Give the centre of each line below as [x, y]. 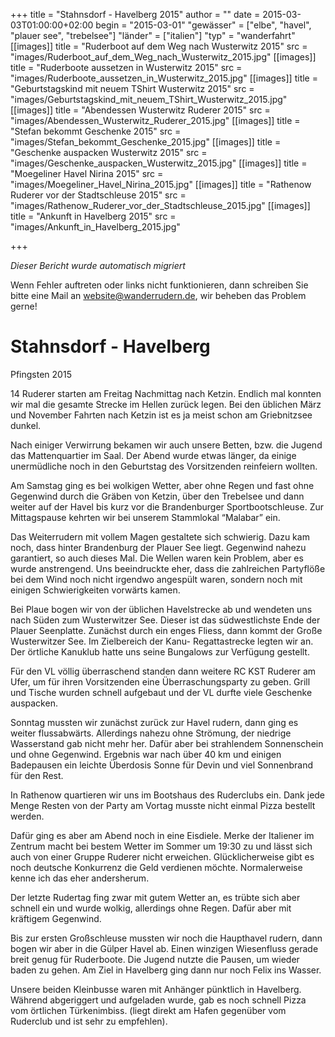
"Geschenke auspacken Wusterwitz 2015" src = [109, 152]
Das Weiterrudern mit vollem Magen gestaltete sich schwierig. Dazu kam [160, 536]
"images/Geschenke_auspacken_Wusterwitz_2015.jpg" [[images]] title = [159, 163]
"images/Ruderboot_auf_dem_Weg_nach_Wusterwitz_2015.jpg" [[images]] [163, 57]
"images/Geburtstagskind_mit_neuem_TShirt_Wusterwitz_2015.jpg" [149, 99]
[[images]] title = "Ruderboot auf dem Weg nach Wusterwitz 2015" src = [159, 46]
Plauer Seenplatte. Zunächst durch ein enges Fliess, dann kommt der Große [166, 630]
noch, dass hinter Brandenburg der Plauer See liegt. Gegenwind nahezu [158, 547]
